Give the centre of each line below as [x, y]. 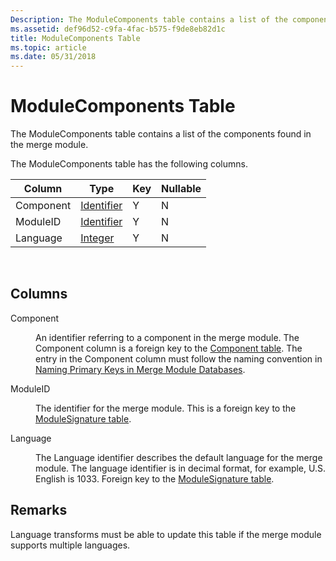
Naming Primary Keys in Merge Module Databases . [140, 369]
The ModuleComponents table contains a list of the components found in [161, 134]
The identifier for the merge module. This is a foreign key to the [166, 408]
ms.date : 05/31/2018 [53, 57]
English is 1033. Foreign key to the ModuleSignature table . [155, 478]
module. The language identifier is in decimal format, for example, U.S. [180, 468]
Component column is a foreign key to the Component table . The [169, 348]
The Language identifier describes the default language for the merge [179, 457]
